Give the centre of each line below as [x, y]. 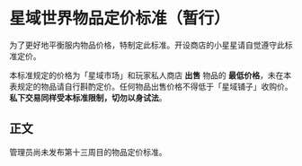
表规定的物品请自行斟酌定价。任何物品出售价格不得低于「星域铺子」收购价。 [151, 86]
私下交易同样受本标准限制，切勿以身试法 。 [88, 97]
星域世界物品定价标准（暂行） [120, 18]
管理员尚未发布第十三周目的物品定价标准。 [88, 152]
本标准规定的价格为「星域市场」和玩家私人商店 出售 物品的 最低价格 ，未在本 [151, 75]
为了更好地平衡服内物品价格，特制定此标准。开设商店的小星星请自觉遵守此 [147, 45]
